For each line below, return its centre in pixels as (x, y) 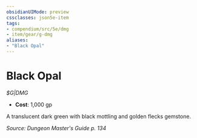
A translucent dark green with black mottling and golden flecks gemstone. (99, 116)
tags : (13, 23)
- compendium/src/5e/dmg (38, 29)
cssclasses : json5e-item (38, 18)
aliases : (17, 40)
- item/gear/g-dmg (29, 35)
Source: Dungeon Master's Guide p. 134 (56, 128)
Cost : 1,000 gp (34, 105)
